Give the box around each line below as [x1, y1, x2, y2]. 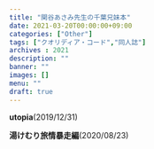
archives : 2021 [9, 46, 69, 55]
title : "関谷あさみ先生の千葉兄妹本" [9, 12, 131, 22]
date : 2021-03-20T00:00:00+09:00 [9, 21, 133, 30]
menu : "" [9, 79, 42, 88]
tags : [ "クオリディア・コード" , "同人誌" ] [9, 37, 146, 47]
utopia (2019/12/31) [9, 112, 78, 122]
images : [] [9, 71, 50, 80]
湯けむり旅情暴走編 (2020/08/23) [9, 129, 129, 140]
